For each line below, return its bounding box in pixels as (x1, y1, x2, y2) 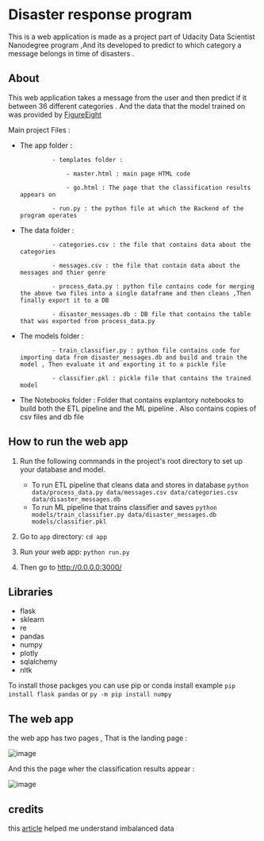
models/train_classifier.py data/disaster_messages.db (31, 511, 216, 519)
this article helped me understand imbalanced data (8, 824, 174, 833)
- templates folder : (52, 156, 124, 164)
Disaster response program (8, 6, 193, 24)
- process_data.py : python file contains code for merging (52, 282, 255, 291)
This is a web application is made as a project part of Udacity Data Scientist (8, 32, 255, 41)
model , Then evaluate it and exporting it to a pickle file (19, 360, 227, 368)
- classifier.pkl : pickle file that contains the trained (52, 374, 251, 382)
